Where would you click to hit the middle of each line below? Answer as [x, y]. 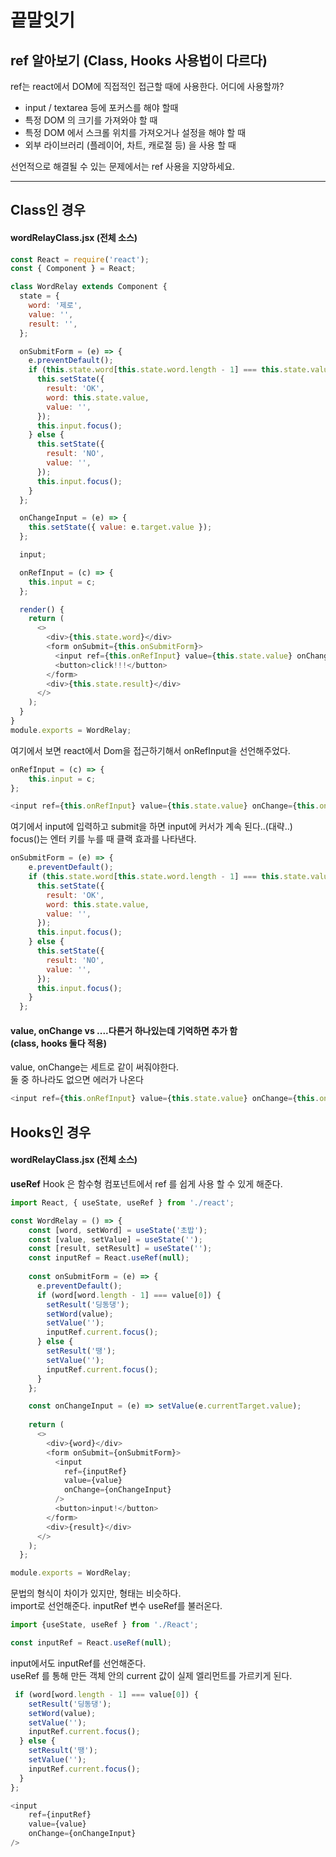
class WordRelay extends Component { [89, 287]
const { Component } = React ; [73, 269]
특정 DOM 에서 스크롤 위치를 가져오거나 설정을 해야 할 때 [135, 132]
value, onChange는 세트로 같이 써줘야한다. [95, 1067]
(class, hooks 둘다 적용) [58, 1043]
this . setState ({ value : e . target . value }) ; [120, 527]
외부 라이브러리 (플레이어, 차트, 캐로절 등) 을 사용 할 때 [130, 145]
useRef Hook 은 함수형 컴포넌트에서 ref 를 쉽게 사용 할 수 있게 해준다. [146, 1183]
